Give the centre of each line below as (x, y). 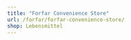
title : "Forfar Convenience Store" (58, 13)
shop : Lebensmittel (35, 26)
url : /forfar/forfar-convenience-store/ (66, 20)
